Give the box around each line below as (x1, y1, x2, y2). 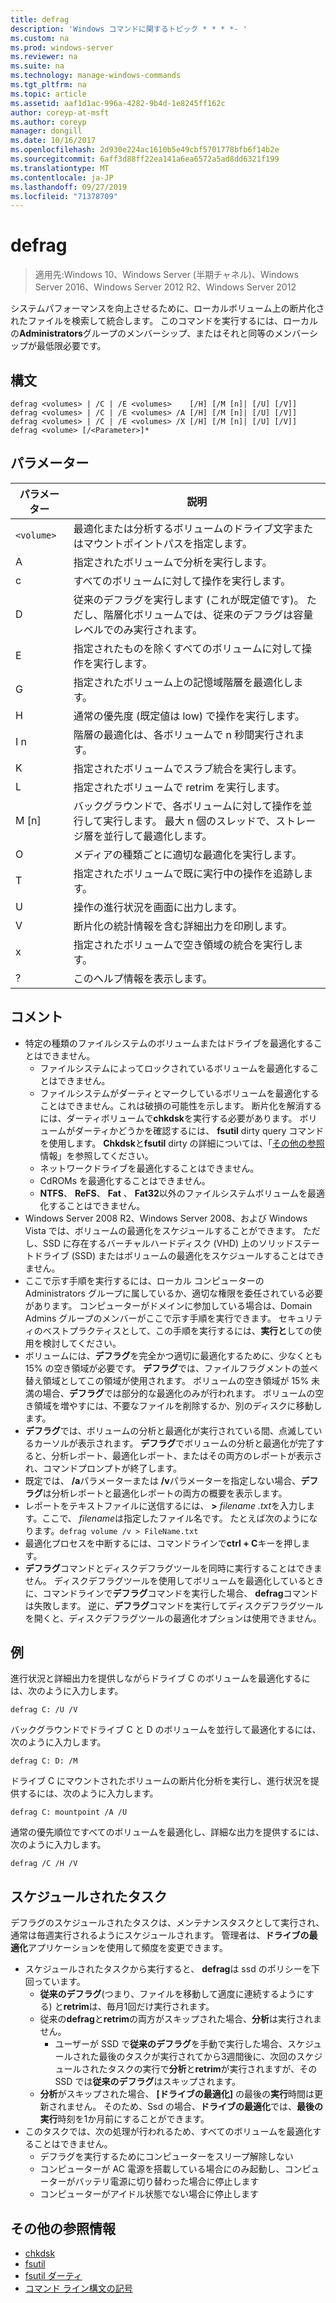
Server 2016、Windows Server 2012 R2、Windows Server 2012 (34, 281, 297, 293)
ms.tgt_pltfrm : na (10, 80, 87, 90)
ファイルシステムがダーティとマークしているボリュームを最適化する (39, 1087, 320, 1099)
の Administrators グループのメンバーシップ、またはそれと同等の (10, 327, 275, 340)
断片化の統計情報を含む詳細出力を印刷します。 (73, 919, 293, 933)
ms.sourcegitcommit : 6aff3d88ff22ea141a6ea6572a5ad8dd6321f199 (10, 154, 280, 164)
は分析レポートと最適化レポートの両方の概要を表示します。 (42, 1487, 288, 1499)
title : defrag (10, 14, 70, 25)
